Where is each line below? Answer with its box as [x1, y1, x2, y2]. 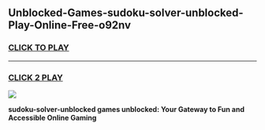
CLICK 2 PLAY [8, 72, 63, 83]
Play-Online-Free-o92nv [8, 19, 132, 32]
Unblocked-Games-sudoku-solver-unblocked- [8, 6, 244, 20]
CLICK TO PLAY [8, 43, 69, 54]
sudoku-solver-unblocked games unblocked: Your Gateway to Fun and [8, 104, 245, 113]
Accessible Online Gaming [8, 113, 97, 122]
